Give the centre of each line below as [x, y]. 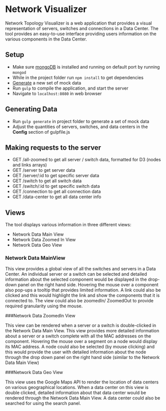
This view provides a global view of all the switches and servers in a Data [80, 269]
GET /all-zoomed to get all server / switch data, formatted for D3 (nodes [86, 160]
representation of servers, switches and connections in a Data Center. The [82, 28]
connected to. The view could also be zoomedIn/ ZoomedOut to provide [79, 301]
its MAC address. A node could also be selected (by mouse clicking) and [80, 347]
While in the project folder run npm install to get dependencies [78, 77]
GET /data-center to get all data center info [57, 197]
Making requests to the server [53, 147]
